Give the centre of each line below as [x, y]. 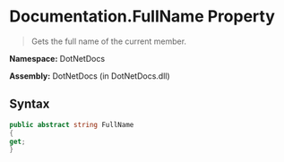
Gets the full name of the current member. [108, 41]
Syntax [30, 104]
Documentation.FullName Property [142, 17]
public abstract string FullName [72, 124]
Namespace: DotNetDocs [57, 58]
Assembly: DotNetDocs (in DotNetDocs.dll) [90, 76]
